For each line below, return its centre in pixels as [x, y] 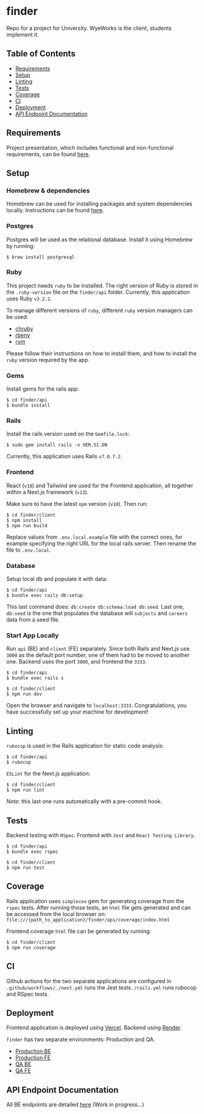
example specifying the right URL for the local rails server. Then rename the [101, 543]
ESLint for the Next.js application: [48, 774]
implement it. [23, 34]
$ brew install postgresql [40, 257]
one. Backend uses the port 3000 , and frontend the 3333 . [77, 662]
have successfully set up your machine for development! [78, 712]
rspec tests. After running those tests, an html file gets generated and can [99, 907]
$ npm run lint [26, 790]
